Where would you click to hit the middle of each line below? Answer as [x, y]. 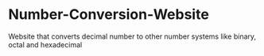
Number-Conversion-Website [109, 15]
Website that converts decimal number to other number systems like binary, [132, 36]
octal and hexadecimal [45, 44]
